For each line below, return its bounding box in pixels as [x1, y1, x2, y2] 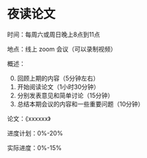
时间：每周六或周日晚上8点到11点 [7, 30, 101, 38]
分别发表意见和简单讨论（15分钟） [16, 91, 114, 100]
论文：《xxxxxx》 [7, 114, 52, 122]
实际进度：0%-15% [7, 144, 62, 152]
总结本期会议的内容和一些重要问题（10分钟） [16, 100, 144, 108]
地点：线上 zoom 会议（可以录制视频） [7, 45, 117, 53]
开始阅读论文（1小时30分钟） [16, 82, 100, 91]
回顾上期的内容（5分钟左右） [16, 74, 100, 82]
